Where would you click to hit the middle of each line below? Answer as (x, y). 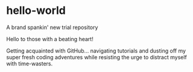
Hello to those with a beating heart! (50, 39)
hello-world (36, 11)
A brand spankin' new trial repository (52, 27)
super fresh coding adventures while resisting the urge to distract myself (96, 57)
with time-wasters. (30, 64)
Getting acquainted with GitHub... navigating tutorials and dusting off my (96, 51)
